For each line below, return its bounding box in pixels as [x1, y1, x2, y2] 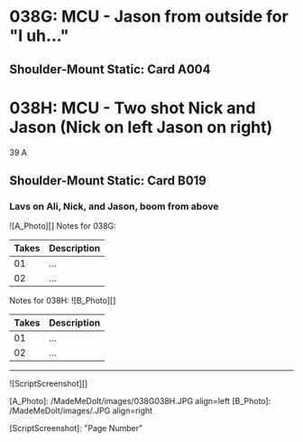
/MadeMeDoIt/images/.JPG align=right [9, 405, 153, 417]
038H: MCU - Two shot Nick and [9, 98, 256, 118]
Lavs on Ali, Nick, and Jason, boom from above [9, 200, 219, 212]
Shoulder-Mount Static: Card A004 [9, 61, 211, 77]
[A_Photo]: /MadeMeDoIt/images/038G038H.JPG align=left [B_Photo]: [9, 396, 271, 407]
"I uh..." [9, 25, 69, 46]
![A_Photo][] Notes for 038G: [9, 221, 117, 231]
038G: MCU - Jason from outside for [9, 6, 289, 27]
